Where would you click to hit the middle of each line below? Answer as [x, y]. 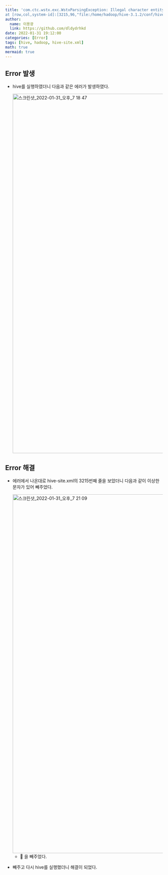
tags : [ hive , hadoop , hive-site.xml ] [44, 43]
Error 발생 [20, 73]
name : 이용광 [22, 24]
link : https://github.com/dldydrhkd [48, 29]
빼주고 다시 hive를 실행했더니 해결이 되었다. [55, 867]
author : [13, 19]
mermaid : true [20, 52]
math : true [16, 47]
